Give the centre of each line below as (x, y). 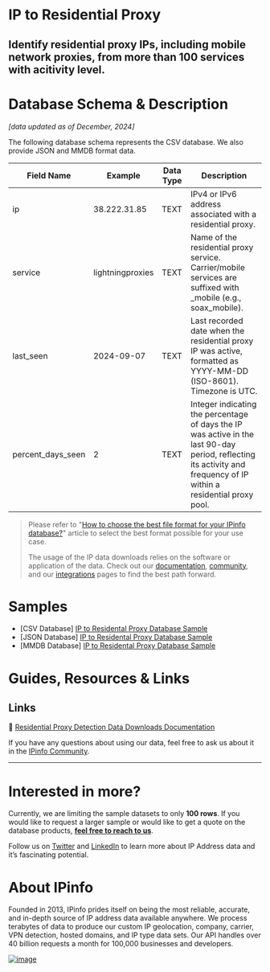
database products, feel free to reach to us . (81, 831)
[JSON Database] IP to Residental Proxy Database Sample (116, 638)
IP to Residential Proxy (85, 15)
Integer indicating (223, 404)
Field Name (49, 175)
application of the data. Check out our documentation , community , (138, 565)
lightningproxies (124, 273)
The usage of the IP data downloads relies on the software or (129, 557)
